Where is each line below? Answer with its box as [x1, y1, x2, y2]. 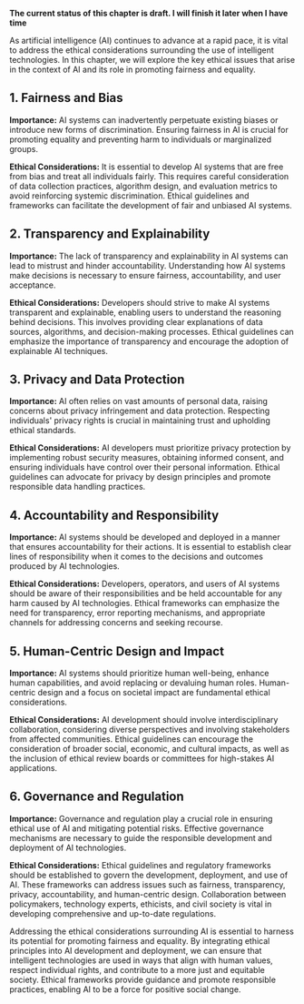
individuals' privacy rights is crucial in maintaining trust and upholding [9, 415, 270, 426]
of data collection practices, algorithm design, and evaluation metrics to [9, 180, 279, 191]
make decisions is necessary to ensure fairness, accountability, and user [9, 269, 281, 280]
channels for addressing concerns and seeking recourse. [9, 617, 223, 628]
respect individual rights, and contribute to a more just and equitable [9, 964, 265, 975]
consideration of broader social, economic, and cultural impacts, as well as [9, 744, 289, 755]
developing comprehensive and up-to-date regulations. [9, 908, 216, 918]
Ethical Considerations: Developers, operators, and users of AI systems [9, 578, 280, 590]
